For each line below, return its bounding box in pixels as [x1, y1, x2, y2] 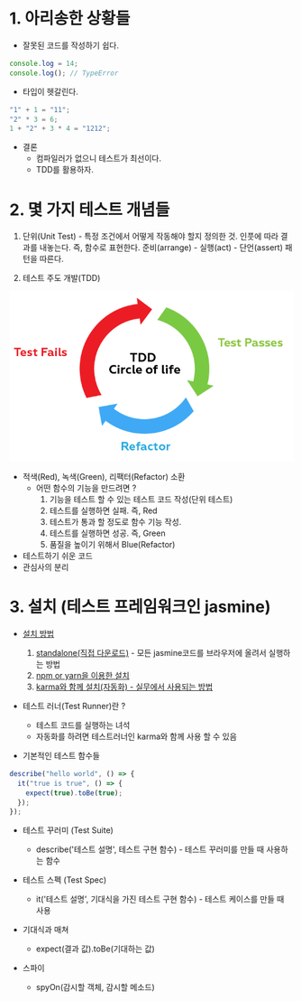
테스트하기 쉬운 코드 [22, 550, 93, 561]
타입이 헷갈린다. [22, 86, 78, 97]
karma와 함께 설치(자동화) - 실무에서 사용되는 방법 [35, 681, 214, 692]
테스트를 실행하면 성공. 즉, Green [49, 528, 166, 538]
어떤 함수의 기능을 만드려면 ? [35, 482, 137, 493]
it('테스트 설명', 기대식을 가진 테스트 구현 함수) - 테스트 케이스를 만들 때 [35, 893, 285, 904]
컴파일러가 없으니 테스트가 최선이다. [35, 153, 162, 164]
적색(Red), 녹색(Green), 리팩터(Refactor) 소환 [22, 471, 186, 482]
